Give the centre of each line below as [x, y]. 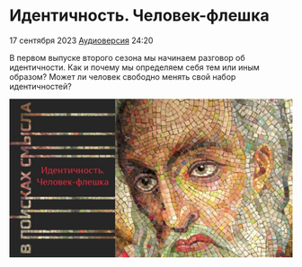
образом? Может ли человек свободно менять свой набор [123, 76]
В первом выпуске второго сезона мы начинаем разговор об [127, 57]
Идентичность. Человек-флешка [139, 16]
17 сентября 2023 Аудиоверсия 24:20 [81, 40]
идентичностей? [40, 86]
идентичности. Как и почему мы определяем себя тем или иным [135, 67]
